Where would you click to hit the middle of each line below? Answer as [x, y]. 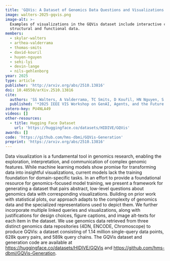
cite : [11, 95]
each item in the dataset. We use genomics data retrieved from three [77, 221]
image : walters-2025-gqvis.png [38, 15]
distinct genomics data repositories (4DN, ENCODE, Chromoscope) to [78, 227]
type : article [20, 81]
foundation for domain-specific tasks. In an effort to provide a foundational [83, 178]
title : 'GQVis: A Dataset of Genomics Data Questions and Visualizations [85, 10]
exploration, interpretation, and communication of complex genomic [76, 162]
